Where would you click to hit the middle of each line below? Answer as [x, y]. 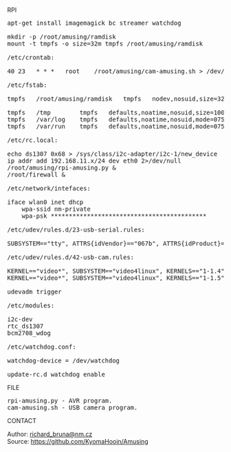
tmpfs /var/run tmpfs [53, 126]
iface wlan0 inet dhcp [45, 202]
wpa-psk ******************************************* [114, 216]
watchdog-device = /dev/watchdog [64, 361]
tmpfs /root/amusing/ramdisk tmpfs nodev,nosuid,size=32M [118, 99]
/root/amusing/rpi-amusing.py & [62, 168]
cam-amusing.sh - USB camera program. [73, 408]
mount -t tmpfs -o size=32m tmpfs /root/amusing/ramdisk [105, 44]
